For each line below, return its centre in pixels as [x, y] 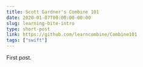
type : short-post [28, 29]
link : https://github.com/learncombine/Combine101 [72, 35]
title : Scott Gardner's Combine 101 [53, 12]
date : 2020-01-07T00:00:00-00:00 [49, 18]
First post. [19, 58]
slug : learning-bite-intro [40, 23]
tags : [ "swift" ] [27, 40]
